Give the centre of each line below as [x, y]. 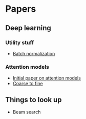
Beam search [27, 112]
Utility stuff [20, 43]
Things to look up [34, 100]
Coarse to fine [28, 84]
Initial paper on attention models [47, 78]
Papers [21, 9]
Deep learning [28, 28]
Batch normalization [34, 53]
